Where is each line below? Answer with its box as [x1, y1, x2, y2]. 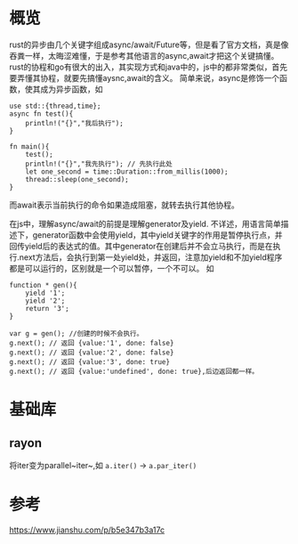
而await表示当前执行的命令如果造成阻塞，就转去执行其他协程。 [9, 199, 240, 210]
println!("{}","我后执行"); [25, 118, 125, 127]
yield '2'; [25, 296, 66, 305]
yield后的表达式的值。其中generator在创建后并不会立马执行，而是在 [24, 240, 273, 251]
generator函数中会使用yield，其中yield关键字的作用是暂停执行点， [32, 229, 276, 240]
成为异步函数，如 [39, 84, 103, 94]
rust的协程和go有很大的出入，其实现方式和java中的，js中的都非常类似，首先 [9, 61, 287, 72]
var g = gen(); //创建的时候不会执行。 [9, 329, 144, 338]
